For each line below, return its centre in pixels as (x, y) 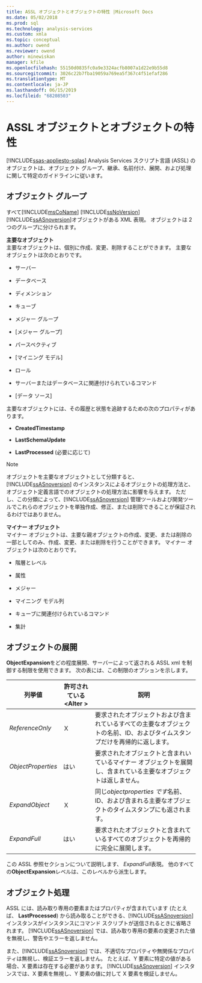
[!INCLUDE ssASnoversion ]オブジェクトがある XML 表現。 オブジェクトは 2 (99, 219)
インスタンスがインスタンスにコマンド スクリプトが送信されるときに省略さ (99, 923)
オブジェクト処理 (38, 892)
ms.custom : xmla (26, 34)
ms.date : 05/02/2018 (32, 17)
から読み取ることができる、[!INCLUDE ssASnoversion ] (127, 916)
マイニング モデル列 (39, 601)
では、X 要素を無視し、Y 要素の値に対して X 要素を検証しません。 (99, 974)
